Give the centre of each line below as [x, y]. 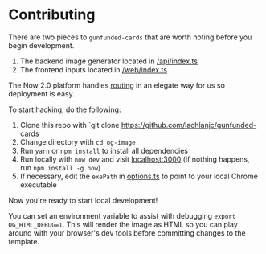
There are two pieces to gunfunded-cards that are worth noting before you [130, 37]
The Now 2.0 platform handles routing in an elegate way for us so [117, 85]
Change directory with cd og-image [78, 141]
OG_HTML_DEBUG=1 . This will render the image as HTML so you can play [123, 224]
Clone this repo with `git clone [70, 125]
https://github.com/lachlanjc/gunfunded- [189, 125]
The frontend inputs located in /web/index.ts [93, 69]
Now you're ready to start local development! [83, 200]
